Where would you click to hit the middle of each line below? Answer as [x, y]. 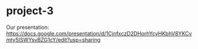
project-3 [30, 11]
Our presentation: [28, 27]
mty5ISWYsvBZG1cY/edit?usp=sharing [54, 40]
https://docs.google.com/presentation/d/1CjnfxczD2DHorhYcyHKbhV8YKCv [99, 33]
